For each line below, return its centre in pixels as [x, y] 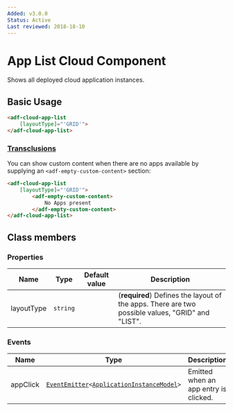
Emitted [200, 371]
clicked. [200, 398]
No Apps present [68, 203]
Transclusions [32, 148]
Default [97, 274]
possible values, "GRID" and [164, 313]
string [64, 308]
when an [202, 381]
